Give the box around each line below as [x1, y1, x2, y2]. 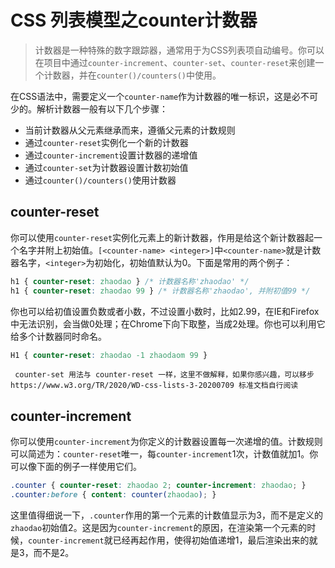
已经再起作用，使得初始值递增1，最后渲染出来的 [112, 534, 310, 546]
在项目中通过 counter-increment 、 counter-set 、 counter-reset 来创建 [34, 56, 316, 68]
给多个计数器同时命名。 [10, 330, 107, 342]
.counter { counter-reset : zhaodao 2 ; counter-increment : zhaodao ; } [10, 481, 307, 491]
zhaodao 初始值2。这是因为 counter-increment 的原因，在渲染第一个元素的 [10, 521, 308, 533]
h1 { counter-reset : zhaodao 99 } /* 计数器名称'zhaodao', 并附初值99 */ [10, 286, 311, 296]
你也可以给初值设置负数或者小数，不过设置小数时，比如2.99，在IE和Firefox [10, 305, 320, 317]
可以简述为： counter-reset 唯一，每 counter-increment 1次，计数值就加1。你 [10, 448, 319, 460]
